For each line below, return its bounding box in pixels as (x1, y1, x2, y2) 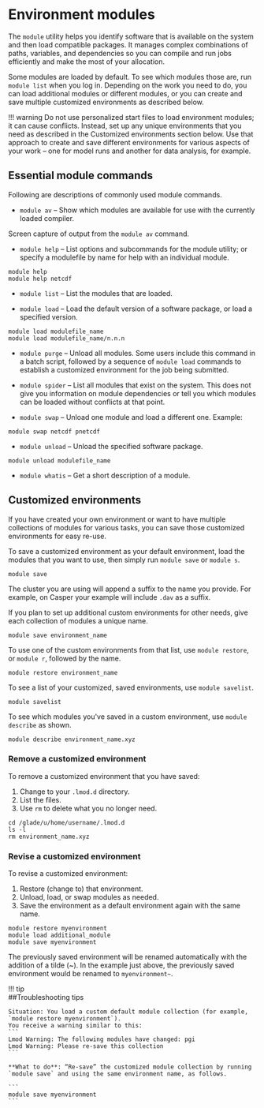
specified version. (19, 312, 79, 321)
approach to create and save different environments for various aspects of (8, 137, 250, 147)
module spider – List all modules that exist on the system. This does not (19, 380, 251, 390)
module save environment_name (8, 631, 108, 639)
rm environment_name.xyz (8, 833, 90, 840)
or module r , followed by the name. (8, 653, 121, 663)
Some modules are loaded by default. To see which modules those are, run (8, 72, 252, 81)
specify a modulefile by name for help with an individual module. (19, 253, 230, 262)
